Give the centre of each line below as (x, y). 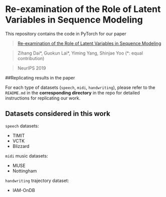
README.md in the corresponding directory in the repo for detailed (72, 92)
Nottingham (25, 170)
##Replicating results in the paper (40, 77)
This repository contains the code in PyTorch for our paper (66, 33)
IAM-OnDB (24, 190)
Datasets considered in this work (58, 114)
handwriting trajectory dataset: (37, 180)
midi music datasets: (27, 155)
